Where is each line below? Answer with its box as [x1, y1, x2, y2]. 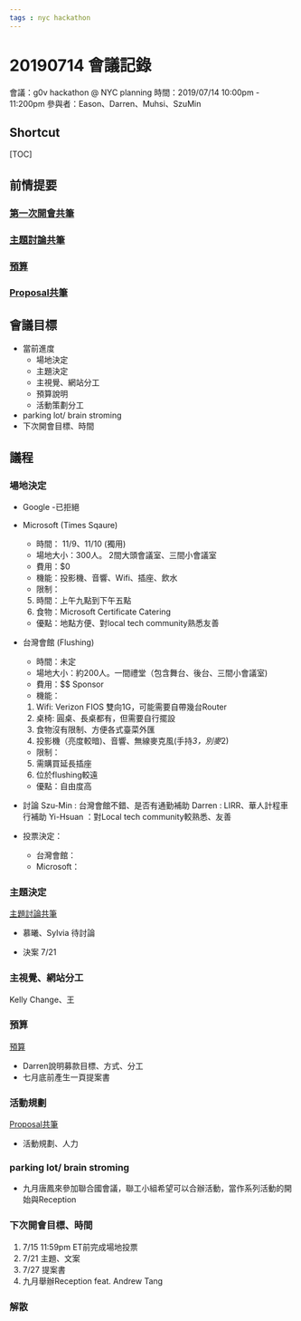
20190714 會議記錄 [9, 55, 152, 75]
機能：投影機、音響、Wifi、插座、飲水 [35, 572, 178, 583]
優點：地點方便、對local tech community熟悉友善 [35, 617, 220, 628]
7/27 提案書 [22, 1264, 66, 1275]
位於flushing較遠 [35, 769, 99, 780]
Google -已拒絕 [22, 501, 80, 512]
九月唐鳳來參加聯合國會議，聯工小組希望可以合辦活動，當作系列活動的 [22, 1183, 285, 1194]
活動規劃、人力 [22, 1138, 79, 1149]
